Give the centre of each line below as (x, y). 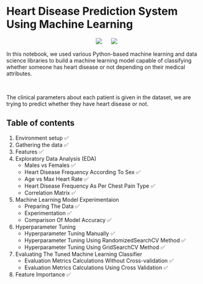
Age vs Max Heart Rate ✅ (56, 178)
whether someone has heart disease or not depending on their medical (96, 67)
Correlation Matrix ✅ (50, 193)
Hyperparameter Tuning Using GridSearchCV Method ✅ (95, 247)
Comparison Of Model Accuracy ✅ (68, 220)
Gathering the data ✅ (42, 145)
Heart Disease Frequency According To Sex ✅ (82, 172)
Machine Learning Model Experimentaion (67, 199)
